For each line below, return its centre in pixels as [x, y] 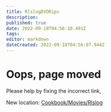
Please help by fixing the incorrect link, [54, 91]
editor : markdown [28, 39]
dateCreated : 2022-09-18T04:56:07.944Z [56, 45]
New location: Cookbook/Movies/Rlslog [54, 102]
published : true [26, 23]
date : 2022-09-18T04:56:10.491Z [46, 28]
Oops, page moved [54, 74]
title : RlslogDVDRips [33, 12]
